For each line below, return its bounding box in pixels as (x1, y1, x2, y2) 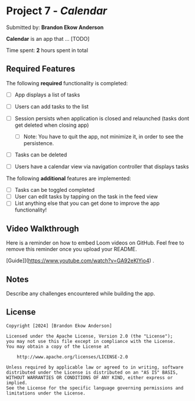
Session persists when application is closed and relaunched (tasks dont (14, 114, 190, 122)
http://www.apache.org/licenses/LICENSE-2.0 (17, 354, 128, 360)
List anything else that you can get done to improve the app (14, 200, 160, 207)
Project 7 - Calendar (6, 4, 108, 18)
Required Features (6, 64, 76, 74)
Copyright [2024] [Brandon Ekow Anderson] (6, 323, 112, 329)
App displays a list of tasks (14, 91, 80, 98)
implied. (6, 380, 28, 386)
